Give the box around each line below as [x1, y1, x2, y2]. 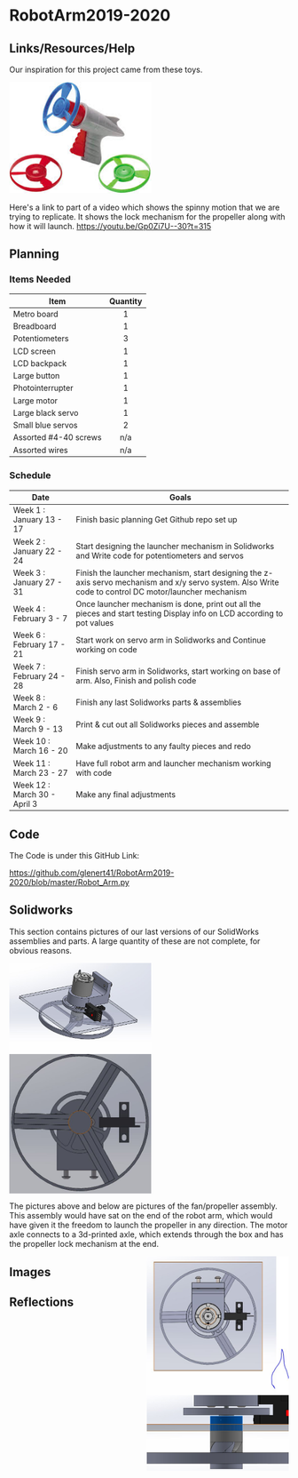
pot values [75, 618, 114, 628]
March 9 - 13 [12, 723, 64, 734]
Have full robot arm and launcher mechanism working [75, 757, 272, 769]
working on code [75, 643, 137, 654]
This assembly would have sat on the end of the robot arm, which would [9, 1210, 273, 1221]
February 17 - [12, 639, 66, 650]
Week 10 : [12, 736, 51, 747]
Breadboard [12, 321, 57, 332]
